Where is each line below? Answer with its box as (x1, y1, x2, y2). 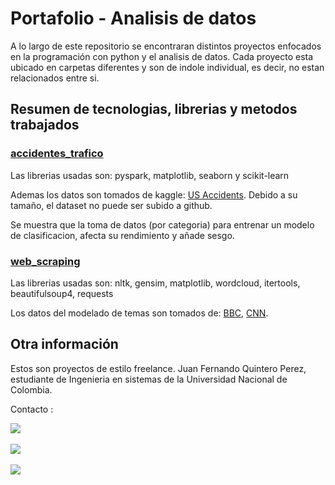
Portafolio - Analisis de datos (10, 7, 257, 30)
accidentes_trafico (10, 147, 104, 161)
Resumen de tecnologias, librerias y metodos (10, 101, 298, 118)
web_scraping (10, 254, 81, 268)
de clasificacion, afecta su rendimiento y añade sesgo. (10, 229, 235, 241)
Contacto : (10, 403, 54, 415)
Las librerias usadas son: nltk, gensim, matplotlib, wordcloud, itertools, (10, 277, 301, 289)
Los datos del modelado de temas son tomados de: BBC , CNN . (10, 307, 269, 319)
